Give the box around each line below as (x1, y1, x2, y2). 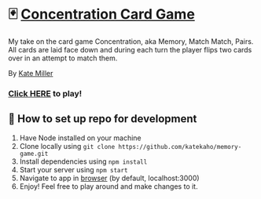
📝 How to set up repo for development (8, 112, 197, 125)
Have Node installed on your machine (19, 133, 142, 143)
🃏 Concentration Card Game (8, 5, 195, 24)
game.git (19, 150, 49, 157)
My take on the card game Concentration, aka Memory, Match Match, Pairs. (8, 36, 254, 46)
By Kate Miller (8, 68, 53, 78)
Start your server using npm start (19, 165, 128, 174)
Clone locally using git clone (19, 141, 116, 150)
